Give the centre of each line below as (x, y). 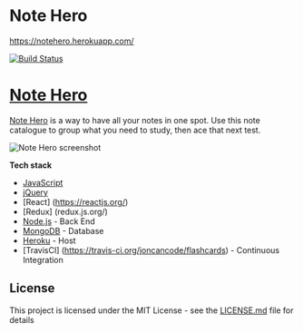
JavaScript (43, 182)
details (22, 319)
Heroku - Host (49, 240)
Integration (43, 260)
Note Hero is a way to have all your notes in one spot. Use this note (135, 120)
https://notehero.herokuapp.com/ (72, 41)
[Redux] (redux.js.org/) (65, 211)
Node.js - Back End (59, 221)
